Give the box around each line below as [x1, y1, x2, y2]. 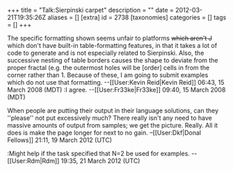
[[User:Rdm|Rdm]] [7, 157, 60, 165]
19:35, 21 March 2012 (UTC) [61, 157, 140, 165]
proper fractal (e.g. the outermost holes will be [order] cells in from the [7, 64, 210, 71]
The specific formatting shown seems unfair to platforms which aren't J [7, 34, 212, 42]
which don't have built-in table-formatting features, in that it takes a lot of [7, 42, 218, 49]
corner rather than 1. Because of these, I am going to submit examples [7, 71, 209, 79]
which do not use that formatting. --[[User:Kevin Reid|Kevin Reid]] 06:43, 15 [7, 78, 225, 86]
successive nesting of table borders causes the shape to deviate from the [7, 56, 218, 64]
